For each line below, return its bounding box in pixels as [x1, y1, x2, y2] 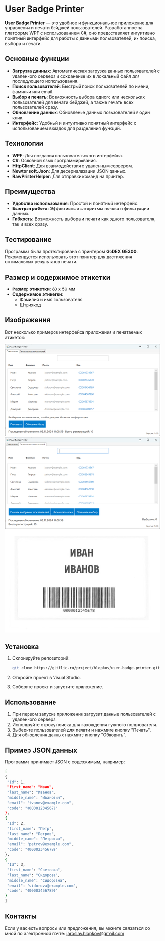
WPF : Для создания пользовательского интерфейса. [12, 152, 124, 158]
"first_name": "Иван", [7, 785, 54, 790]
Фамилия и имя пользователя [19, 297, 82, 302]
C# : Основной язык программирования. [12, 157, 97, 163]
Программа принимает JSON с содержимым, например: [5, 759, 125, 765]
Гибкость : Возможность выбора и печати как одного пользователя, [12, 216, 156, 222]
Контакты [5, 912, 37, 920]
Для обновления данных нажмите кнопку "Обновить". [12, 732, 127, 738]
